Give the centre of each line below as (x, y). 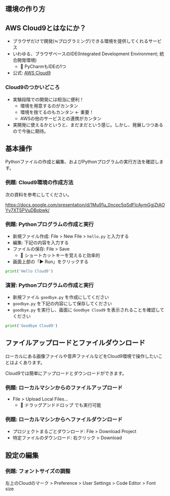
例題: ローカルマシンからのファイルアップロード (64, 387)
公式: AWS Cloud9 (31, 73)
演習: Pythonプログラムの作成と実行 (49, 285)
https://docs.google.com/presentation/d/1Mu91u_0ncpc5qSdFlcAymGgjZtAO (85, 205)
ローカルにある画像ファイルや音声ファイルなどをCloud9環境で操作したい (82, 356)
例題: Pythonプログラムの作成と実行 (49, 224)
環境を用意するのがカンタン (49, 106)
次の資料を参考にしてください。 (39, 194)
